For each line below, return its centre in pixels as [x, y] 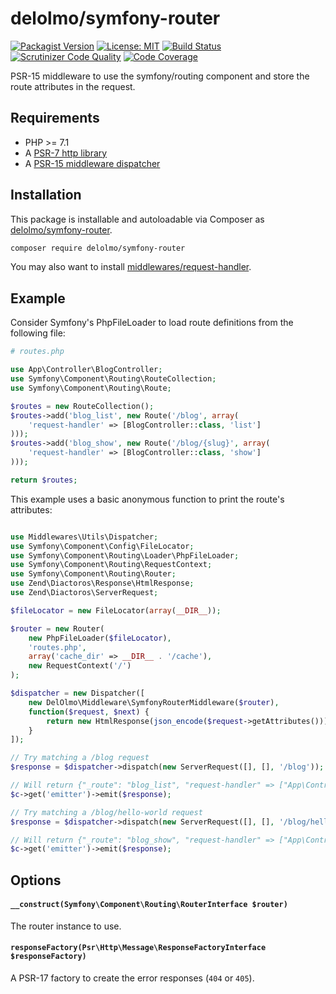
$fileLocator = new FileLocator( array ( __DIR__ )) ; [116, 610]
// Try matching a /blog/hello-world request [106, 812]
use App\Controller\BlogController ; [86, 370]
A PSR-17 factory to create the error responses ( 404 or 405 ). [132, 978]
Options [36, 880]
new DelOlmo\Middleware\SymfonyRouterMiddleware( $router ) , [154, 702]
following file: [38, 333]
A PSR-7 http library [66, 153]
